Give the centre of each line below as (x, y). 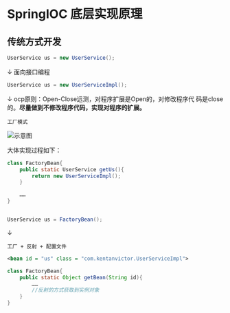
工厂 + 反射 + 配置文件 (37, 246)
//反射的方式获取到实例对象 (66, 290)
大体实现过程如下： (34, 150)
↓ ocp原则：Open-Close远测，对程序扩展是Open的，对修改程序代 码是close (115, 99)
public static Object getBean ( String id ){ (81, 277)
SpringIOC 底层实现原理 (75, 14)
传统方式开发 (34, 42)
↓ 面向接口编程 (28, 72)
